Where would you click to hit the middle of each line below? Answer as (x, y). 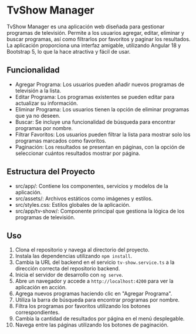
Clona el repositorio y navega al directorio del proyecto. (82, 250)
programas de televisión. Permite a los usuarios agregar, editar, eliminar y (95, 32)
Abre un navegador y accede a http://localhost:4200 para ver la (94, 281)
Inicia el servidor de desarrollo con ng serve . (69, 275)
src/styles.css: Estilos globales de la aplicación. (73, 204)
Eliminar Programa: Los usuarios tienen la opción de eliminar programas (102, 109)
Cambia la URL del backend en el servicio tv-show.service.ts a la (95, 262)
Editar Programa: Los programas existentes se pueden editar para (95, 97)
